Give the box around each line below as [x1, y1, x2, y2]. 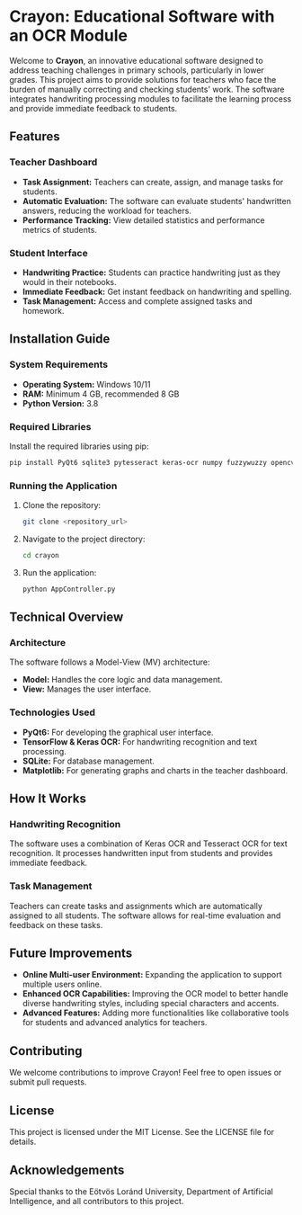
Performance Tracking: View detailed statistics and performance [22, 214, 265, 226]
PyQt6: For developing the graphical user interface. [22, 727, 214, 737]
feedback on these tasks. [9, 919, 103, 930]
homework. [22, 305, 65, 316]
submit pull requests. [9, 1077, 87, 1087]
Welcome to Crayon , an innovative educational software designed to [9, 55, 263, 66]
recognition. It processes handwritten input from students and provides [9, 848, 273, 859]
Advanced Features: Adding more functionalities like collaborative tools [22, 1007, 289, 1018]
